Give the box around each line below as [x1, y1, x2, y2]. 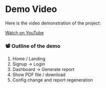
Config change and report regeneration [12, 77, 93, 83]
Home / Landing [12, 56, 46, 62]
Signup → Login [12, 61, 45, 67]
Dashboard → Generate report [12, 66, 75, 72]
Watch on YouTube [5, 29, 44, 35]
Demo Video [5, 3, 57, 15]
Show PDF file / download [12, 71, 66, 78]
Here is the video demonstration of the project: [5, 20, 101, 26]
